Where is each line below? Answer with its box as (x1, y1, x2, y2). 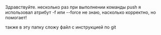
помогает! (5, 15, 27, 20)
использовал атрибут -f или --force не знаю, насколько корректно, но (5, 9, 156, 15)
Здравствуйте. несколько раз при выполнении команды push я (5, 4, 141, 10)
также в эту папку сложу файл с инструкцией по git (5, 24, 116, 30)
